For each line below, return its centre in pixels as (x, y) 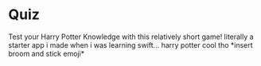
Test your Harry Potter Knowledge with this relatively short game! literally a (131, 37)
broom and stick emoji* (47, 53)
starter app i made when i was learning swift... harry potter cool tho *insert (130, 45)
